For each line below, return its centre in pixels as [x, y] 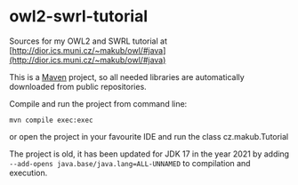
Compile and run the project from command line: [98, 103]
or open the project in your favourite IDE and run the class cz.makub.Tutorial [149, 136]
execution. [28, 173]
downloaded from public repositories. [78, 86]
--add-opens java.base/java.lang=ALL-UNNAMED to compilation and [130, 163]
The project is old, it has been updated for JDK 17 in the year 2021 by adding [149, 154]
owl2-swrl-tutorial [79, 16]
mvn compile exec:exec [51, 120]
